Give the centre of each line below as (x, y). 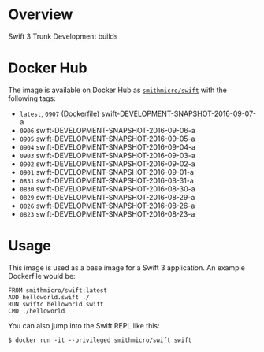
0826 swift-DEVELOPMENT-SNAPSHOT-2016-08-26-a (107, 206)
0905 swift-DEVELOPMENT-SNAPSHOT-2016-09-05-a (107, 139)
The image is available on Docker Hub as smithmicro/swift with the (117, 90)
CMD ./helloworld (37, 311)
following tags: (32, 98)
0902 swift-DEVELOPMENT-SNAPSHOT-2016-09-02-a (107, 164)
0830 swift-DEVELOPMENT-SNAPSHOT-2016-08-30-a (107, 189)
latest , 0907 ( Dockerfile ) (59, 113)
